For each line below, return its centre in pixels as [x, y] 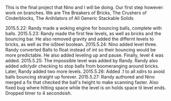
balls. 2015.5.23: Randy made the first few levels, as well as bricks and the [83, 33]
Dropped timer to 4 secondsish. [39, 93]
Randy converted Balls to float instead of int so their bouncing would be [81, 50]
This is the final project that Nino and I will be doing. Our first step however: [85, 7]
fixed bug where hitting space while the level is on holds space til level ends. [86, 88]
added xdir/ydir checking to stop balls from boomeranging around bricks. [82, 66]
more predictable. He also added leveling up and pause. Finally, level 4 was [84, 55]
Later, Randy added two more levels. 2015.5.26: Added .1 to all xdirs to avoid [85, 71]
